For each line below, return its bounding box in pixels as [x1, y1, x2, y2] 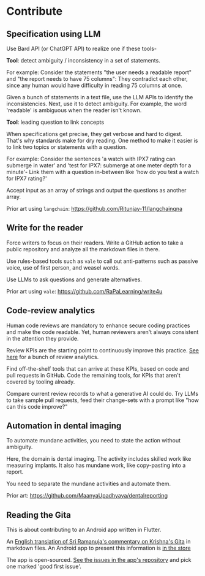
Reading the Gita [6, 510, 72, 520]
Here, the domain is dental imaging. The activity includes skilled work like [6, 455, 192, 463]
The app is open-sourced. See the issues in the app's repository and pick [6, 556, 192, 564]
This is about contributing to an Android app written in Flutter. [6, 526, 162, 534]
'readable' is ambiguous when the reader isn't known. [6, 107, 142, 114]
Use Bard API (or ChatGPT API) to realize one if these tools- [6, 45, 157, 52]
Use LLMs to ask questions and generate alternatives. [6, 276, 143, 283]
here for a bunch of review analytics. [6, 353, 99, 360]
